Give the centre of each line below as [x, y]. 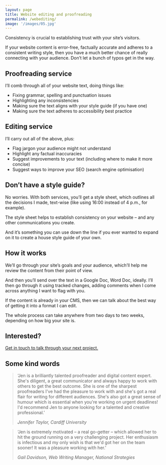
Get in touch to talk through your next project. [52, 348]
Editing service [29, 127]
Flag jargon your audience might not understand [61, 148]
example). [15, 207]
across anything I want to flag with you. [45, 290]
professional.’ [31, 413]
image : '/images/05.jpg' [31, 24]
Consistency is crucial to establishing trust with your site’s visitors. [73, 38]
